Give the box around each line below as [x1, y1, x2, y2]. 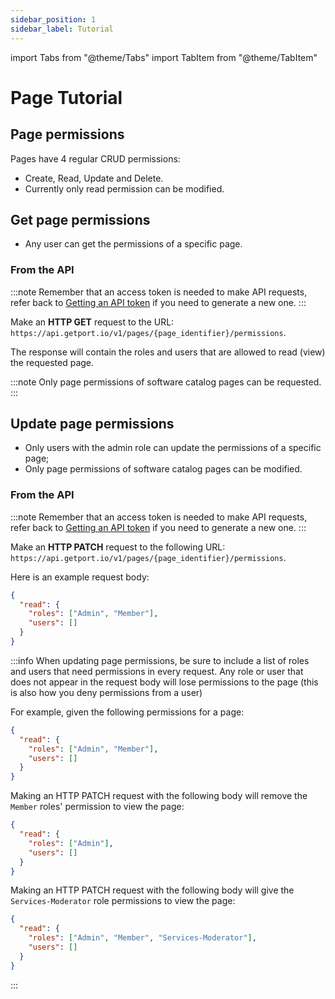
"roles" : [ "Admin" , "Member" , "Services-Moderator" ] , [28, 933, 257, 943]
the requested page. [10, 356, 95, 368]
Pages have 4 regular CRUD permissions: [10, 152, 181, 165]
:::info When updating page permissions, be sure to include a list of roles [10, 654, 310, 666]
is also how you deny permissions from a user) [10, 686, 203, 698]
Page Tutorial [10, 86, 123, 109]
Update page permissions [10, 416, 175, 432]
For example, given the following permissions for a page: [10, 706, 245, 718]
